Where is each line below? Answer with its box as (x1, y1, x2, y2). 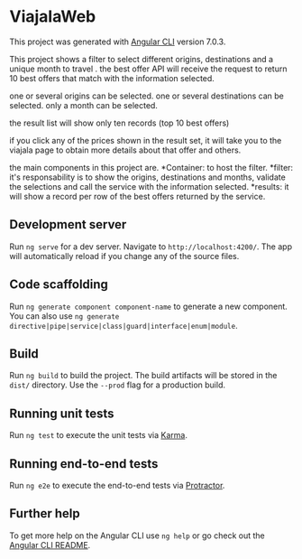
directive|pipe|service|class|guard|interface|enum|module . (9, 320, 238, 331)
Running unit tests (9, 405, 114, 421)
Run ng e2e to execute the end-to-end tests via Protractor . (9, 480, 225, 490)
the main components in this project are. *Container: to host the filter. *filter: (9, 162, 294, 172)
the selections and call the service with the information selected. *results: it (9, 181, 289, 191)
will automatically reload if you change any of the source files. (9, 250, 240, 261)
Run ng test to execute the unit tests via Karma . (9, 430, 188, 441)
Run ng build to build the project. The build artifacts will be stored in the (9, 370, 278, 381)
